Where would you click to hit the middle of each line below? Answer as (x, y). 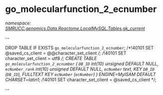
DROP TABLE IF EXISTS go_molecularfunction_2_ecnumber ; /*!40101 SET (79, 47)
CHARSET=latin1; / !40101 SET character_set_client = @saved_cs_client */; (81, 79)
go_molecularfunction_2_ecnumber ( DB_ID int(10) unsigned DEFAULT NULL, (82, 63)
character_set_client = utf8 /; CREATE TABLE (51, 58)
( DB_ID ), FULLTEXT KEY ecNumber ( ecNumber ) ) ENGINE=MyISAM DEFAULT (80, 74)
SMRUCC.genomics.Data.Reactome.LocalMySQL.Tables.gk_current (75, 28)
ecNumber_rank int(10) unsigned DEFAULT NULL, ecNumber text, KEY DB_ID (80, 69)
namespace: (18, 23)
